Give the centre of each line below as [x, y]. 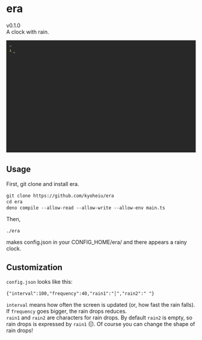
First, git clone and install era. [43, 184]
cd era [14, 202]
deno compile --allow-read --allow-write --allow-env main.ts [86, 208]
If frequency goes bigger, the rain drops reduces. [67, 311]
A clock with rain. [28, 31]
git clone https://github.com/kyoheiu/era [60, 196]
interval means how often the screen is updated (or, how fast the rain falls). [101, 305]
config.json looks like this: [39, 282]
